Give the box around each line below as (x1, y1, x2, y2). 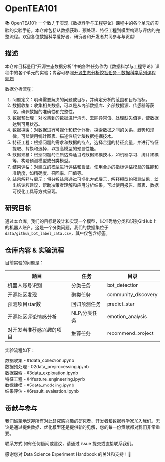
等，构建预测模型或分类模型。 (12, 157, 73, 163)
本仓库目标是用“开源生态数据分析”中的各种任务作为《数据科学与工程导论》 (5, 63, 156, 69)
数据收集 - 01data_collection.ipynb (5, 358, 75, 363)
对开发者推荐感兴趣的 (7, 327, 57, 334)
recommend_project (107, 330, 154, 336)
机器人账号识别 (7, 282, 43, 289)
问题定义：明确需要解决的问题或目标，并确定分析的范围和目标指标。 (12, 96, 150, 102)
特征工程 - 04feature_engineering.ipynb (5, 376, 85, 382)
